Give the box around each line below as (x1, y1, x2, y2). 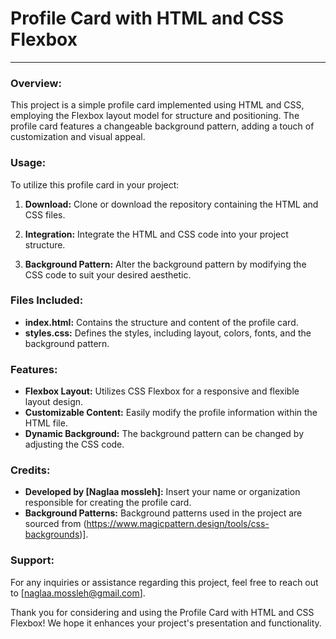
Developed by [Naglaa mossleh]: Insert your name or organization (24, 486, 301, 498)
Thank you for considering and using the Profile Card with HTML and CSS (10, 606, 315, 618)
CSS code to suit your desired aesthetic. (24, 268, 192, 281)
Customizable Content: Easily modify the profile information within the (24, 407, 318, 419)
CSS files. (24, 208, 66, 221)
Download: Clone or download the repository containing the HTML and (24, 198, 319, 210)
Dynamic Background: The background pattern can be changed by (24, 428, 305, 440)
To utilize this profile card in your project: (10, 178, 180, 191)
